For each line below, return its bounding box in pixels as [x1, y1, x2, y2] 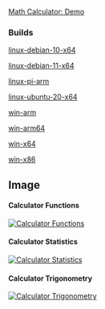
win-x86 [8, 155, 36, 165]
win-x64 [8, 139, 36, 148]
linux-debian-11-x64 [8, 61, 75, 71]
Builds [8, 27, 34, 38]
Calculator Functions [8, 201, 80, 211]
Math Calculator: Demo [8, 7, 85, 16]
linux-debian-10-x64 [8, 45, 76, 55]
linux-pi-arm [8, 77, 50, 86]
